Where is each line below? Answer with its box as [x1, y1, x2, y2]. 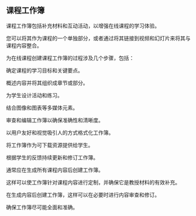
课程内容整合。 [6, 42, 42, 49]
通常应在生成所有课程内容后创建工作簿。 [6, 166, 104, 173]
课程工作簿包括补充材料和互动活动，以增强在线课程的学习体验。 [6, 22, 160, 29]
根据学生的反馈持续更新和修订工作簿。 [6, 154, 98, 161]
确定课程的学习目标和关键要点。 [6, 67, 83, 74]
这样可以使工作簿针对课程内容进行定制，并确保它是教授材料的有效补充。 [6, 179, 180, 186]
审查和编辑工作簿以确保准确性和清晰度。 [6, 116, 104, 124]
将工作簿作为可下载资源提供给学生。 [6, 141, 94, 148]
